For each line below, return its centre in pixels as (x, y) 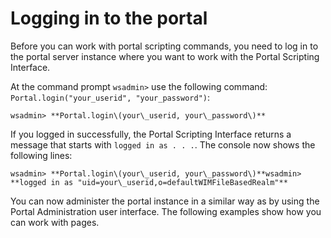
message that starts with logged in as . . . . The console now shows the (163, 144)
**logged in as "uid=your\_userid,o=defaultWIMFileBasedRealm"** (149, 182)
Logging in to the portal (109, 18)
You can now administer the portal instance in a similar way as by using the (165, 201)
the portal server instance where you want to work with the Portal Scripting (165, 56)
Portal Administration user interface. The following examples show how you (166, 211)
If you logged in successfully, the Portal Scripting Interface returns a (151, 134)
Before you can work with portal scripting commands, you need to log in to (164, 46)
